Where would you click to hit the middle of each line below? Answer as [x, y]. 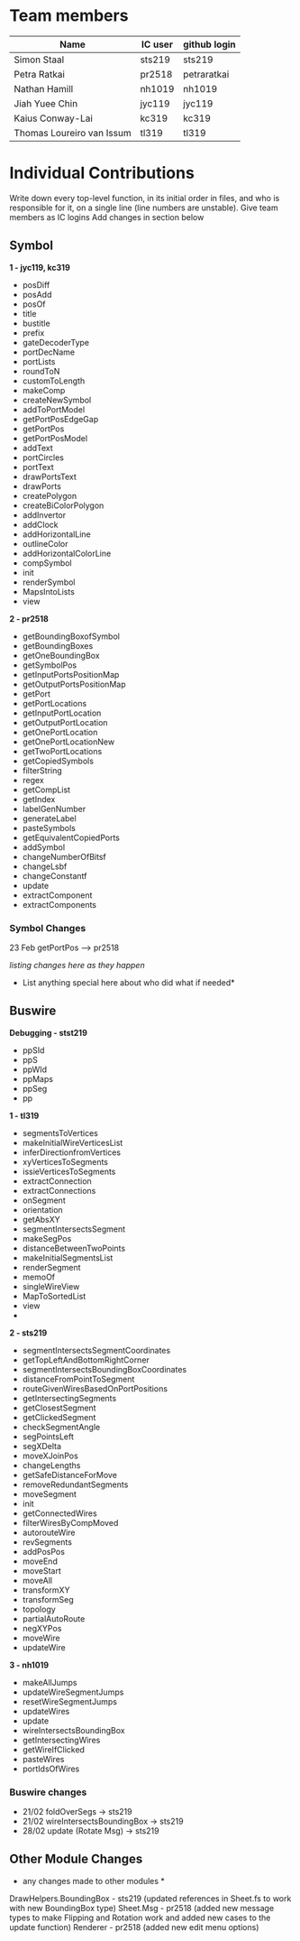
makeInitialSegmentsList [68, 1257]
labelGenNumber [54, 809]
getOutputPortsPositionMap [74, 684]
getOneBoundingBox [61, 655]
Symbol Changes [48, 928]
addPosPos [44, 1551]
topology [39, 1609]
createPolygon [50, 495]
